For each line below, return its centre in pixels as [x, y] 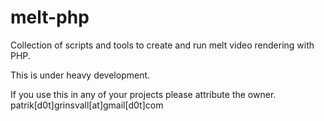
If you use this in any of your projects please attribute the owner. [143, 94]
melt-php [50, 17]
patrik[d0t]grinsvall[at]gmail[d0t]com [87, 105]
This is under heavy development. [80, 75]
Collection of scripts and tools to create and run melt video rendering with [162, 45]
